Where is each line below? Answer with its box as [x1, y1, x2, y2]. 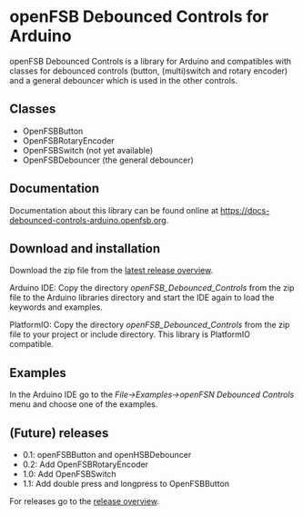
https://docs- [219, 204, 270, 215]
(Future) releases [9, 425, 109, 441]
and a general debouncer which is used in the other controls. [9, 74, 238, 85]
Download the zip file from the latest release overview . [9, 265, 214, 276]
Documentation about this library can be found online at [9, 204, 218, 215]
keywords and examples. [9, 302, 103, 313]
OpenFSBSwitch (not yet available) [22, 144, 154, 155]
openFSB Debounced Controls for [9, 6, 269, 27]
